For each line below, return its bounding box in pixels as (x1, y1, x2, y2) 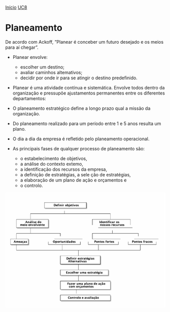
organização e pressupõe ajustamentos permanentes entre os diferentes (12, 90, 165, 96)
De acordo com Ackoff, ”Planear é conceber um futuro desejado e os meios (5, 39, 164, 45)
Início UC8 (5, 5, 27, 10)
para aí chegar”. (5, 44, 39, 50)
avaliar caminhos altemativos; (20, 69, 83, 75)
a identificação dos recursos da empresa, (20, 166, 108, 172)
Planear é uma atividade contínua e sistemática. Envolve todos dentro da (12, 84, 165, 90)
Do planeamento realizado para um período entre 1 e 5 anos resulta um (12, 120, 161, 127)
